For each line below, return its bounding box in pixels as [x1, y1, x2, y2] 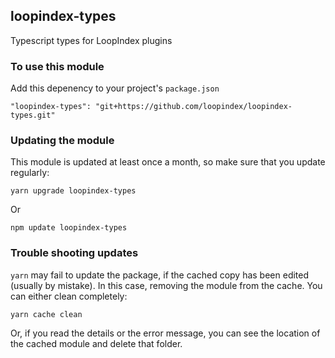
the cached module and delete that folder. [10, 337, 183, 349]
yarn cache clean [10, 309, 83, 319]
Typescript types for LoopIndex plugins [10, 34, 173, 46]
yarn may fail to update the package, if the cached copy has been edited [10, 269, 310, 281]
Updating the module [10, 134, 115, 148]
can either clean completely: [10, 290, 128, 302]
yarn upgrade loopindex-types [10, 186, 137, 196]
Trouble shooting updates [10, 246, 139, 260]
